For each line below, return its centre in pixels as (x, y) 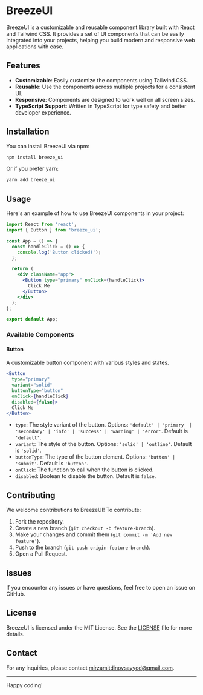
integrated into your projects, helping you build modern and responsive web (101, 40)
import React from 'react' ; (42, 225)
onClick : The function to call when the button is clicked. (84, 470)
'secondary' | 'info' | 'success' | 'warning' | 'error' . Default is (101, 431)
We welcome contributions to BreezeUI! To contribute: (74, 510)
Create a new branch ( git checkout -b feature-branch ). (85, 528)
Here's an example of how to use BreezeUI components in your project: (95, 213)
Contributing (31, 495)
